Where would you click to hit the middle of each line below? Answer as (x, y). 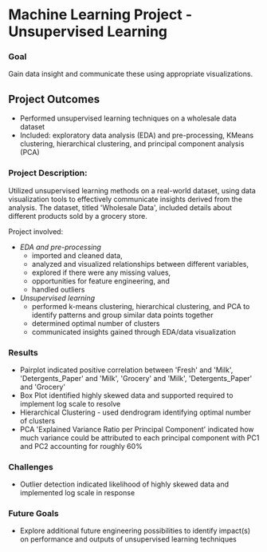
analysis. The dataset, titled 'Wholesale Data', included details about (120, 207)
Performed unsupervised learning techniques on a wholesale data (128, 118)
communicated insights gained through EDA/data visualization (134, 332)
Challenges (31, 467)
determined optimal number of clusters (96, 323)
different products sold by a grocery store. (78, 216)
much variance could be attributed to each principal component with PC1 (139, 438)
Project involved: (36, 231)
